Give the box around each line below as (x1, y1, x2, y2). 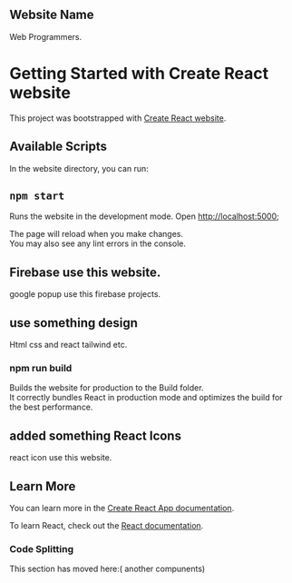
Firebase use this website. (9, 264, 161, 280)
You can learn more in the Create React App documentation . (9, 502, 235, 513)
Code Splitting (9, 542, 74, 555)
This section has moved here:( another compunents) (9, 563, 206, 575)
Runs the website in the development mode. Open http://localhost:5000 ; (9, 211, 279, 222)
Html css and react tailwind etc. (9, 340, 128, 350)
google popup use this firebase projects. (9, 289, 161, 300)
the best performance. (9, 401, 93, 412)
